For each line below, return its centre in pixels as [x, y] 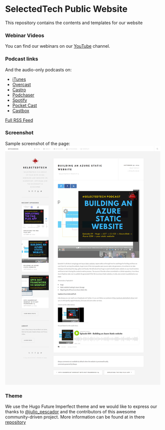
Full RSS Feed [19, 120]
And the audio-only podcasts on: [38, 69]
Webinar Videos [25, 35]
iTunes [19, 79]
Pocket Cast [25, 105]
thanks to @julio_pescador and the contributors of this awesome [71, 412]
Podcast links [22, 59]
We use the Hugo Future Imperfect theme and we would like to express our [81, 406]
